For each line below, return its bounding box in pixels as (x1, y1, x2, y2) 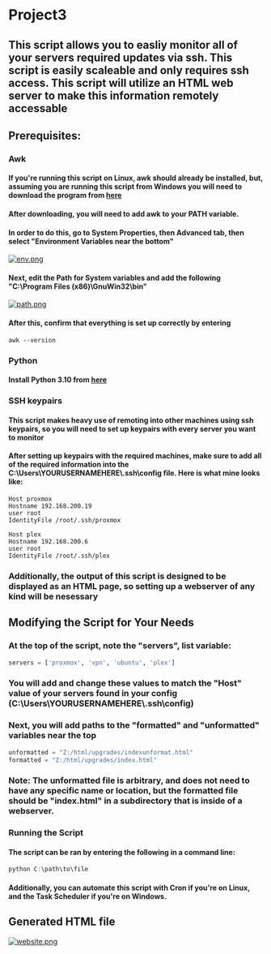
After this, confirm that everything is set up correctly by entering (8, 318, 231, 328)
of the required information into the (8, 460, 129, 470)
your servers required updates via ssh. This (8, 50, 233, 64)
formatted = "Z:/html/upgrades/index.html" (8, 756, 158, 764)
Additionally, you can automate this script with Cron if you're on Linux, (8, 883, 251, 892)
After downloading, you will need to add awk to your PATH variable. (8, 209, 239, 219)
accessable (8, 101, 68, 115)
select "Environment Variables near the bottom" (8, 236, 174, 246)
